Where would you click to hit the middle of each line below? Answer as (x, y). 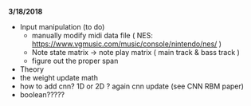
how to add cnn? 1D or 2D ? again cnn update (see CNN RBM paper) (132, 86)
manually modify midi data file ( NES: (92, 35)
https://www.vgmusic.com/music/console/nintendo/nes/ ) (126, 44)
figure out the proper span (75, 61)
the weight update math (59, 78)
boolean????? (42, 94)
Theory (32, 69)
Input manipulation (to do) (62, 27)
